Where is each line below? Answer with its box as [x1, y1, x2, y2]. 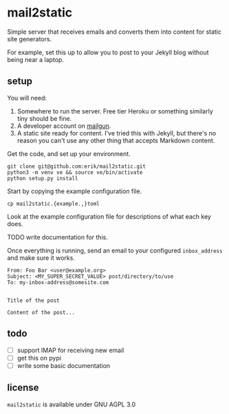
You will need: [7, 94, 47, 102]
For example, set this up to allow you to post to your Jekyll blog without [7, 48, 209, 56]
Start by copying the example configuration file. [7, 187, 142, 195]
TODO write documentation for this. [7, 232, 108, 241]
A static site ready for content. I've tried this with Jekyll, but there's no [17, 129, 217, 137]
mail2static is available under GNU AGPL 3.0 [7, 400, 136, 408]
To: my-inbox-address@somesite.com [7, 279, 109, 286]
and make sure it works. [7, 253, 76, 262]
